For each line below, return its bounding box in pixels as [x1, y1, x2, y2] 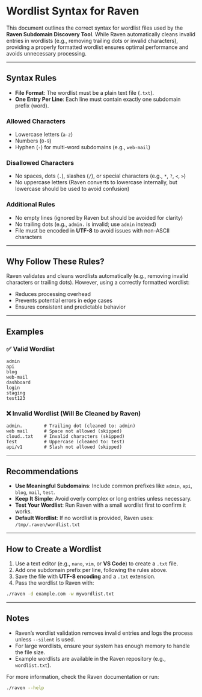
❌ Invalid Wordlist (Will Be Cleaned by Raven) [6, 410, 141, 418]
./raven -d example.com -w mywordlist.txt [6, 591, 114, 597]
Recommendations [6, 466, 79, 477]
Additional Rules [6, 201, 55, 209]
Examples [6, 326, 44, 336]
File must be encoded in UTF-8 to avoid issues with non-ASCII [14, 226, 170, 234]
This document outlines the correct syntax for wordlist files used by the [6, 24, 183, 31]
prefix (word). [14, 101, 49, 109]
